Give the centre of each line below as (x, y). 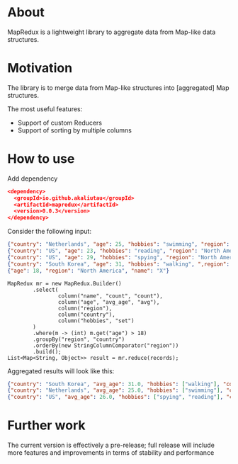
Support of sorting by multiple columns (75, 130)
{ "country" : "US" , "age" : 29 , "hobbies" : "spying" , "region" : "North (112, 257)
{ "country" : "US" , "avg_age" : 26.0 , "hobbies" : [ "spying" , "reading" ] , (115, 397)
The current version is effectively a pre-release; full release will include (111, 445)
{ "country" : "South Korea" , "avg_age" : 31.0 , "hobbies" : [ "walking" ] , (114, 384)
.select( (46, 290)
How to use (41, 159)
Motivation (40, 68)
